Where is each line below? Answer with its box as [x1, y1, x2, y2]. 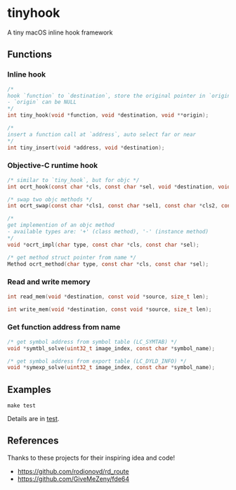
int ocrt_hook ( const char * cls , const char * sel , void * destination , [7, 183, 216, 191]
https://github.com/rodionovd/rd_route [17, 467, 129, 475]
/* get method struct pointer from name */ [7, 254, 137, 261]
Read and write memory [7, 277, 91, 287]
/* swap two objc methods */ [7, 195, 93, 203]
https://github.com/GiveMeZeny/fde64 [17, 475, 130, 483]
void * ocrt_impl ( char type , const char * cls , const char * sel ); [7, 241, 199, 248]
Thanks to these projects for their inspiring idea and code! [7, 453, 176, 462]
